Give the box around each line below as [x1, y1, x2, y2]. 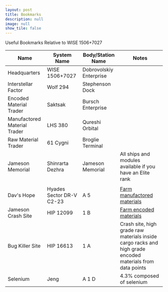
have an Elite [119, 169, 150, 176]
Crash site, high [119, 220, 156, 227]
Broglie [82, 136, 99, 143]
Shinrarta [46, 160, 69, 167]
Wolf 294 [46, 83, 69, 90]
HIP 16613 [46, 242, 73, 249]
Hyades [46, 185, 65, 192]
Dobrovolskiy [82, 66, 113, 73]
